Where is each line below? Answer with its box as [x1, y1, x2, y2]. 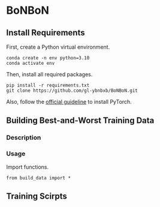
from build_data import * [6, 175, 71, 181]
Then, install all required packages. [6, 71, 93, 78]
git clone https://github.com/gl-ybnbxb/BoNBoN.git [6, 88, 138, 94]
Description [6, 133, 41, 142]
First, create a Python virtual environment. [6, 43, 110, 50]
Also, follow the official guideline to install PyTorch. [6, 98, 132, 105]
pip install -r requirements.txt [6, 82, 90, 88]
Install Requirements [6, 28, 85, 38]
